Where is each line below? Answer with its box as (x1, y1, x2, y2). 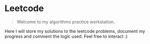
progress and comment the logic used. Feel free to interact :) (4, 33, 128, 39)
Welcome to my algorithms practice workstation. (16, 19, 115, 25)
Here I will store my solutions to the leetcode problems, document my (4, 28, 146, 34)
